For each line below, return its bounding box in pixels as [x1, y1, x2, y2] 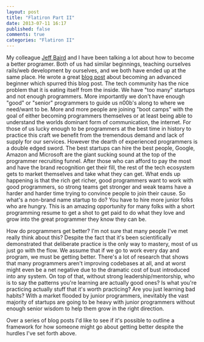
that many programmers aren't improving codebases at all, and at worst [6, 260, 186, 267]
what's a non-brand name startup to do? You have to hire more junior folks [6, 196, 194, 203]
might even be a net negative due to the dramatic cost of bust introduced [6, 266, 190, 273]
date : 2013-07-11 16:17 [6, 20, 67, 26]
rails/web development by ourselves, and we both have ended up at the [6, 67, 186, 74]
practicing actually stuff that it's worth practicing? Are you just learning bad [6, 285, 195, 293]
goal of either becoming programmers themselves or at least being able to [6, 112, 193, 119]
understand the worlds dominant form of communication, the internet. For [6, 119, 192, 125]
